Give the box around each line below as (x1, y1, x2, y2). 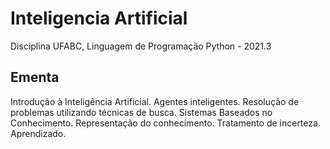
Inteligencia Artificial (10, 7, 188, 30)
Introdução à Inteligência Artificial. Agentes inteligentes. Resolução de (10, 95, 300, 107)
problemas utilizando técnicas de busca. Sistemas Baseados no (10, 106, 273, 118)
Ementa (10, 69, 60, 86)
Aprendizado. (10, 127, 67, 139)
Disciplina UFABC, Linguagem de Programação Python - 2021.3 (10, 40, 272, 52)
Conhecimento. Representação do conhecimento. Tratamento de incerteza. (10, 117, 321, 129)
